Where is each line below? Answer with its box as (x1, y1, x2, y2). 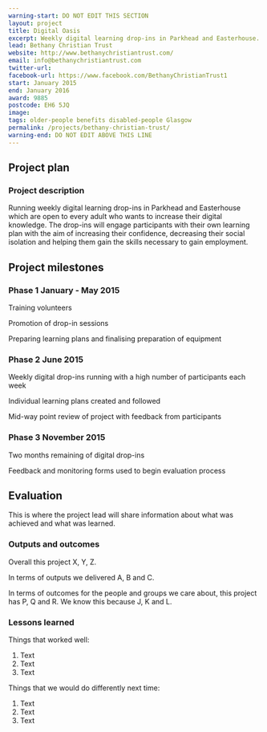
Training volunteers (8, 303, 72, 312)
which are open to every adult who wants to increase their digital (8, 212, 223, 222)
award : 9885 (8, 94, 48, 102)
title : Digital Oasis (8, 26, 81, 35)
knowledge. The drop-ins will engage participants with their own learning (8, 220, 250, 230)
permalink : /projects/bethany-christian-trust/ (8, 124, 171, 132)
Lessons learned (8, 616, 75, 628)
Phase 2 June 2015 (8, 354, 84, 365)
